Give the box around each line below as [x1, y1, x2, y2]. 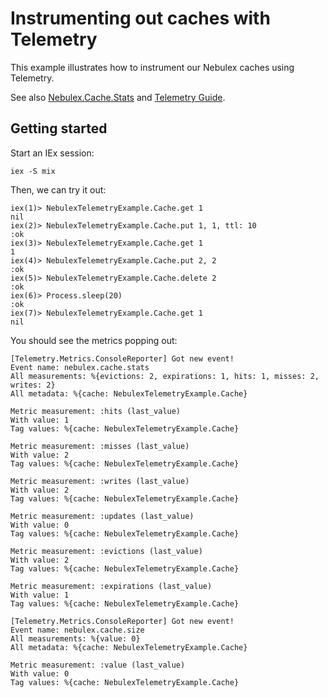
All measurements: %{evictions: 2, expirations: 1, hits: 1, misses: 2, [10, 371, 320, 381]
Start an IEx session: [10, 147, 95, 159]
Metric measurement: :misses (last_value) [10, 441, 190, 451]
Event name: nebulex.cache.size [10, 625, 145, 635]
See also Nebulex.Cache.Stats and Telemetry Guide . [10, 91, 226, 103]
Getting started [10, 120, 108, 137]
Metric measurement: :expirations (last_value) [10, 581, 213, 591]
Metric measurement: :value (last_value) [10, 660, 186, 670]
